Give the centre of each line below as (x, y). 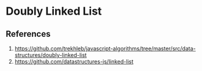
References (28, 34)
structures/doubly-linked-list (50, 55)
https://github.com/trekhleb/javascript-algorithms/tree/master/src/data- (105, 48)
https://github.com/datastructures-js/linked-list (74, 62)
